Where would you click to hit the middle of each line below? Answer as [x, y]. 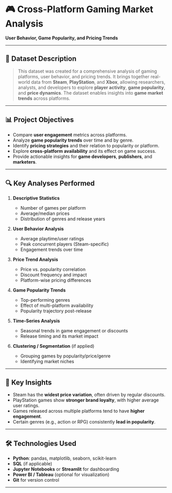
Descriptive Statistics [36, 198]
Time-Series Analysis [36, 321]
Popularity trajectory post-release [56, 311]
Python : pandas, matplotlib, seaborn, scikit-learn [64, 458]
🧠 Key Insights [29, 382]
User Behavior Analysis [38, 229]
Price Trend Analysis [35, 260]
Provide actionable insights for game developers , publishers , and [82, 156]
